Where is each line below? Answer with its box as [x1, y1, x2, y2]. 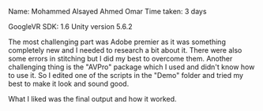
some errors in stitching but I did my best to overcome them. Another [8, 54, 233, 63]
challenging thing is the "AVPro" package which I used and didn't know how [8, 62, 255, 72]
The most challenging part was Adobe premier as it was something [8, 37, 227, 46]
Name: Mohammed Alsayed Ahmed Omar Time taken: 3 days [8, 7, 207, 16]
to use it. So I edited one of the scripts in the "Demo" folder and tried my [8, 71, 243, 80]
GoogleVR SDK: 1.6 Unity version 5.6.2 [8, 22, 133, 31]
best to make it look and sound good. [8, 79, 130, 88]
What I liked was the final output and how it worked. [8, 94, 177, 103]
